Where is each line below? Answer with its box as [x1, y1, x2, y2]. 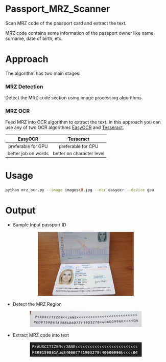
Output [5, 204, 36, 216]
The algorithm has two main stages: [5, 70, 81, 76]
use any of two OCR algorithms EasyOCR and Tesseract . [5, 124, 124, 131]
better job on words [7, 151, 49, 157]
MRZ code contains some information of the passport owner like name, [5, 30, 155, 36]
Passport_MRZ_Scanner [5, 3, 110, 15]
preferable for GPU [8, 143, 48, 150]
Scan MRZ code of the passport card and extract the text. [5, 20, 127, 26]
